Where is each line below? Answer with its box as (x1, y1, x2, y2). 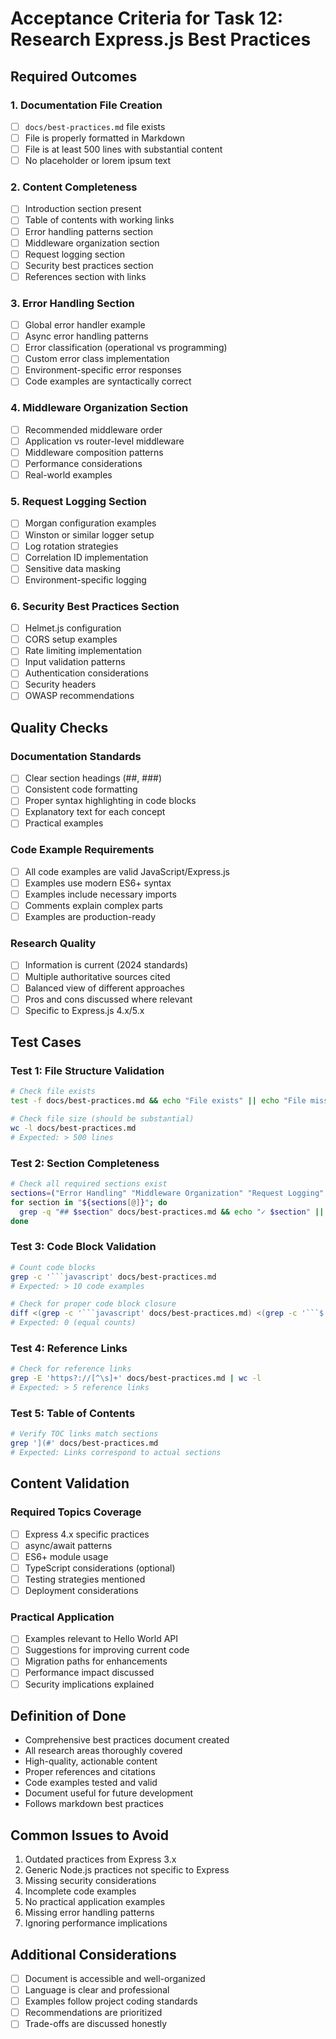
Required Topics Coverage (10, 1505, 142, 1519)
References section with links (24, 270, 147, 282)
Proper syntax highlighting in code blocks (24, 795, 197, 807)
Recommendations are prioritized (24, 2007, 163, 2019)
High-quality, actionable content (24, 1755, 158, 1767)
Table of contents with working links (24, 214, 175, 226)
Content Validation (10, 1475, 130, 1492)
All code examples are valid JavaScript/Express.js (24, 865, 230, 877)
